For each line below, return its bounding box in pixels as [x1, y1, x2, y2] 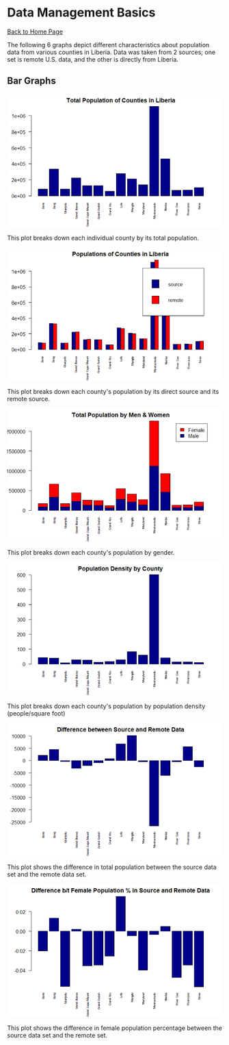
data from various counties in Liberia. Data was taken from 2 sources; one [7, 48, 216, 56]
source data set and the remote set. [7, 1031, 108, 1039]
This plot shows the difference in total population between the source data [7, 863, 217, 871]
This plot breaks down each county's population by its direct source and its [7, 387, 219, 395]
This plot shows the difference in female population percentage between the [7, 1024, 223, 1032]
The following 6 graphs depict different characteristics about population [7, 40, 210, 49]
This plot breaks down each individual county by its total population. [7, 234, 200, 242]
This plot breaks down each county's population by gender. [7, 548, 175, 556]
